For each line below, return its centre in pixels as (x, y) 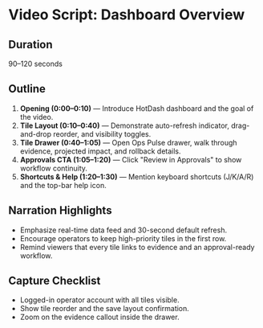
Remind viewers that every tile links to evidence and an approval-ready (137, 247)
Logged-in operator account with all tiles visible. (99, 300)
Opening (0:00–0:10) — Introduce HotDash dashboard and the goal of (137, 108)
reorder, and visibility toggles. (102, 133)
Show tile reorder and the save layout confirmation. (105, 309)
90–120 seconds (35, 64)
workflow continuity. (54, 168)
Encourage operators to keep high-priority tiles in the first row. (123, 238)
